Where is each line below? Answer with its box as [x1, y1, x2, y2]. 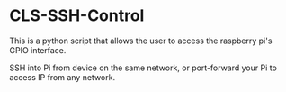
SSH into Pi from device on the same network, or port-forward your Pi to [9, 62, 277, 73]
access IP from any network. [9, 71, 115, 82]
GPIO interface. [9, 44, 67, 55]
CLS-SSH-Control [9, 5, 145, 26]
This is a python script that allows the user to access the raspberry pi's [9, 35, 273, 46]
